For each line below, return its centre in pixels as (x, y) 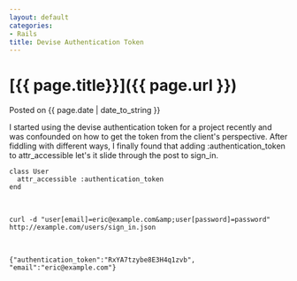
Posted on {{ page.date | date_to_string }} (85, 110)
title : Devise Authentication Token (76, 42)
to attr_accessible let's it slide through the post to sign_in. (114, 156)
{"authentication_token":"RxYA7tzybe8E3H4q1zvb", (103, 260)
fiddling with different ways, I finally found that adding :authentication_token (147, 146)
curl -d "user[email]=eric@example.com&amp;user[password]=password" (140, 220)
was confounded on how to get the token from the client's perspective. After (148, 137)
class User (29, 172)
